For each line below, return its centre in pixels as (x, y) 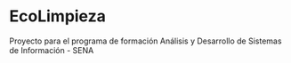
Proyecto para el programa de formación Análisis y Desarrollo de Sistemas (145, 41)
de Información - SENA (52, 50)
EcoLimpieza (58, 16)
